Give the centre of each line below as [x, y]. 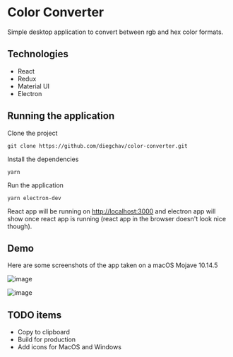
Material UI [34, 86]
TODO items [35, 315]
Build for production [47, 339]
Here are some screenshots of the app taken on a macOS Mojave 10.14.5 [113, 265]
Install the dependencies [43, 159]
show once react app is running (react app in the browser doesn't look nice [117, 218]
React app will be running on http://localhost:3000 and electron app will [112, 211]
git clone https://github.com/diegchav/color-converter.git [98, 146]
